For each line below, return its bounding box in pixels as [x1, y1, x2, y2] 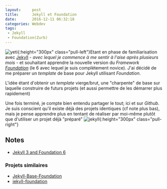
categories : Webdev [5, 21, 46, 26]
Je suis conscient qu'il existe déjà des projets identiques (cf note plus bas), [5, 105, 160, 111]
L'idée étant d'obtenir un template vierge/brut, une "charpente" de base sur [5, 79, 161, 85]
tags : [5, 26, 16, 31]
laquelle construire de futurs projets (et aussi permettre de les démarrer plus [5, 85, 163, 91]
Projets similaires [5, 161, 48, 168]
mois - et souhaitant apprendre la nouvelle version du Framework [5, 59, 140, 65]
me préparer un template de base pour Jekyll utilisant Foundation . [5, 70, 141, 76]
